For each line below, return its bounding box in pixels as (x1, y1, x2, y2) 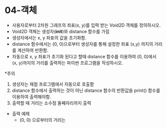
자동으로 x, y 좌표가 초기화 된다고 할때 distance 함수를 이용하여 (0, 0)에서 (12, 53, 156, 59)
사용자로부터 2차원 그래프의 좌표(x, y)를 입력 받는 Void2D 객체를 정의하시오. (12, 22, 161, 28)
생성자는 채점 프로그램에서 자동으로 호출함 (12, 81, 94, 87)
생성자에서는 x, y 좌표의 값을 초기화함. (12, 35, 87, 41)
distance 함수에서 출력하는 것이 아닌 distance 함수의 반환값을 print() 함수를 (12, 87, 160, 93)
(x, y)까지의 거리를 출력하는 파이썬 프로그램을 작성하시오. (12, 60, 123, 66)
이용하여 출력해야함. (12, 93, 51, 99)
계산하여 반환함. (17, 47, 49, 53)
